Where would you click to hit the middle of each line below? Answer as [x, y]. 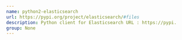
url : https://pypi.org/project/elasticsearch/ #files [73, 17]
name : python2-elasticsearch [42, 11]
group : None [21, 28]
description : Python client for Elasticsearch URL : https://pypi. [92, 22]
